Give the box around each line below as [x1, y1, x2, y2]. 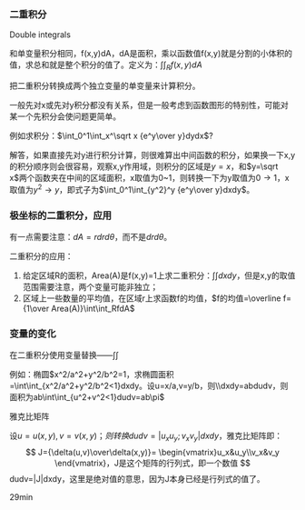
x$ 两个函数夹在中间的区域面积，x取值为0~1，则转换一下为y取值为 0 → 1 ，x [9, 173, 290, 184]
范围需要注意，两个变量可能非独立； [22, 282, 159, 293]
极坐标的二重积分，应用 [9, 209, 112, 222]
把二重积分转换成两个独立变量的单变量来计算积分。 [9, 80, 201, 92]
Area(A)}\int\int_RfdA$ [51, 303, 135, 315]
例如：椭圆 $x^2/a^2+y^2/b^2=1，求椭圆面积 [9, 369, 174, 380]
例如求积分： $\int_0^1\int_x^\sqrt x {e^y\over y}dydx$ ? [9, 130, 213, 142]
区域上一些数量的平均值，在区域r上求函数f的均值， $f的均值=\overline [22, 293, 281, 304]
